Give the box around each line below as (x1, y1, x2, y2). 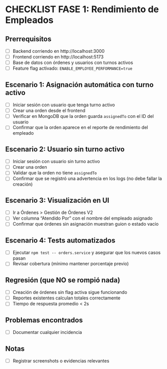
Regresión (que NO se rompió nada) (5, 275, 120, 284)
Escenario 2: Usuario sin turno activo (5, 145, 125, 153)
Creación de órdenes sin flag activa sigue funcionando (12, 289, 127, 295)
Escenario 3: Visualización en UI (5, 196, 110, 204)
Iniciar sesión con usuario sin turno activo (12, 159, 100, 165)
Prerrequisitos (5, 35, 52, 43)
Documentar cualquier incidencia (12, 329, 82, 335)
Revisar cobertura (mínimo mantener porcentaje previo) (12, 261, 129, 267)
